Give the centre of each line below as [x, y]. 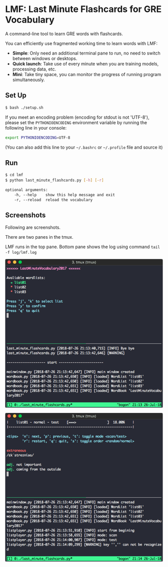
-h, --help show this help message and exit [64, 195]
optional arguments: [27, 190]
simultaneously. [28, 80]
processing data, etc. [34, 69]
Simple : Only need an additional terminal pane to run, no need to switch [86, 53]
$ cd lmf [14, 175]
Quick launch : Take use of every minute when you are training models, [85, 64]
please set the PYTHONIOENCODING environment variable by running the [76, 122]
